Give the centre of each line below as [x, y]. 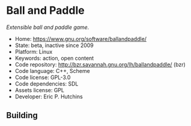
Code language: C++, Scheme [52, 71]
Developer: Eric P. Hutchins [49, 96]
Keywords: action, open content [54, 58]
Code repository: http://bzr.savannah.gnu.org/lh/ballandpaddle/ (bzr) [100, 65]
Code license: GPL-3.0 [43, 77]
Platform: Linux [34, 51]
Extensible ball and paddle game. [48, 27]
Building [22, 115]
